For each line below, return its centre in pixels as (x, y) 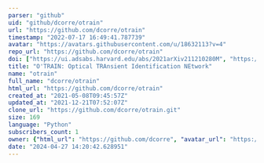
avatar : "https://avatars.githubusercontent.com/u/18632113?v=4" (117, 45)
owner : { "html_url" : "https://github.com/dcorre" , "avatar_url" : (117, 139)
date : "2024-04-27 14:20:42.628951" (68, 147)
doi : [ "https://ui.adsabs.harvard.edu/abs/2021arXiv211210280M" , (117, 60)
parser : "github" (37, 15)
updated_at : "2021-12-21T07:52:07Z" (68, 103)
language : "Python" (40, 125)
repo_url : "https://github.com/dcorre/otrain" (86, 52)
